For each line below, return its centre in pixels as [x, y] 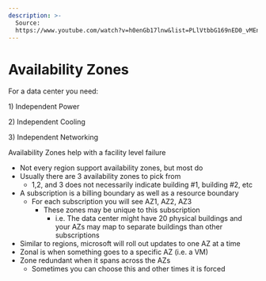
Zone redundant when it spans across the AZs [95, 260]
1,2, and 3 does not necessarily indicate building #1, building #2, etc [142, 185]
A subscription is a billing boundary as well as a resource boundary [129, 193]
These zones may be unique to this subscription [122, 210]
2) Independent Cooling [47, 122]
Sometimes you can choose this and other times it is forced [128, 269]
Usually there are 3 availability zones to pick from [100, 177]
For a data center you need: [53, 91]
